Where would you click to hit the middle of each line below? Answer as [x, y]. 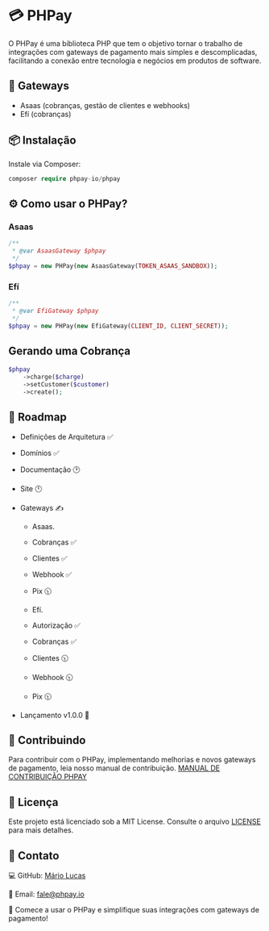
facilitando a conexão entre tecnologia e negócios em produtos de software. [135, 61]
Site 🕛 [31, 488]
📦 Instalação [42, 141]
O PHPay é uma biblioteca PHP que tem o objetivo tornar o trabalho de [126, 43]
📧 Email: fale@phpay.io [46, 894]
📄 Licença [33, 802]
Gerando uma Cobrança [70, 351]
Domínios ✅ [40, 453]
